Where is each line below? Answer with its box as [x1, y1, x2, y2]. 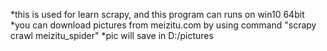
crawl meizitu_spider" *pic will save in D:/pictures [10, 30, 214, 41]
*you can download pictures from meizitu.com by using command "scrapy [10, 19, 317, 31]
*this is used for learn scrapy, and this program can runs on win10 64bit [10, 9, 305, 20]
